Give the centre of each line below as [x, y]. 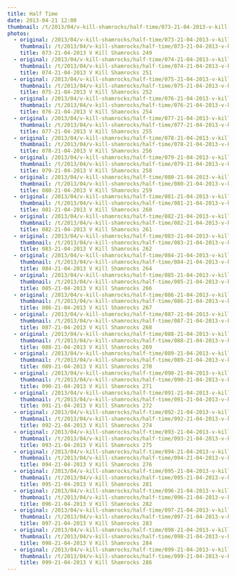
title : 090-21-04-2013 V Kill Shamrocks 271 [86, 386]
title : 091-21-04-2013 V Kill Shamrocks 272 [86, 406]
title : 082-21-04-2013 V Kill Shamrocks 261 [86, 229]
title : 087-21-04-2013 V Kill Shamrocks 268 [86, 328]
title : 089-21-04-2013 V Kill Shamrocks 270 [86, 367]
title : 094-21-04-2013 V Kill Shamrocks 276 [86, 465]
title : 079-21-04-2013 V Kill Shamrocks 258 [86, 170]
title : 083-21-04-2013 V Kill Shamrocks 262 [86, 249]
